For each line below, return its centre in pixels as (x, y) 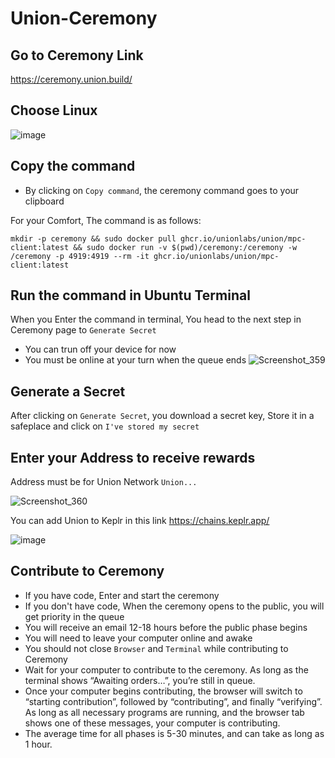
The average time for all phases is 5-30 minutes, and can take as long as (174, 733)
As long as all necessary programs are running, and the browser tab (164, 712)
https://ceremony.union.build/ (71, 79)
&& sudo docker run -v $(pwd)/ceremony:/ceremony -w (185, 247)
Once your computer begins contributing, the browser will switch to (163, 691)
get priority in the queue (74, 616)
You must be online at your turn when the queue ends (135, 360)
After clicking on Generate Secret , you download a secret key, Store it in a (162, 416)
